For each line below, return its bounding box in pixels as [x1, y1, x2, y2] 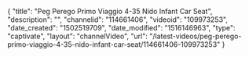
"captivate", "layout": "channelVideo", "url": [7, 31, 148, 41]
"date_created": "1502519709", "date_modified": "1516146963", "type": [7, 23, 236, 32]
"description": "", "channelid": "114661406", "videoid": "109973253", [7, 15, 229, 24]
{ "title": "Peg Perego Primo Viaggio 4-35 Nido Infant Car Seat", [7, 7, 213, 16]
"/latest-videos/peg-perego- [149, 31, 242, 41]
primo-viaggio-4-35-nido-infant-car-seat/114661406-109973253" [7, 40, 221, 49]
